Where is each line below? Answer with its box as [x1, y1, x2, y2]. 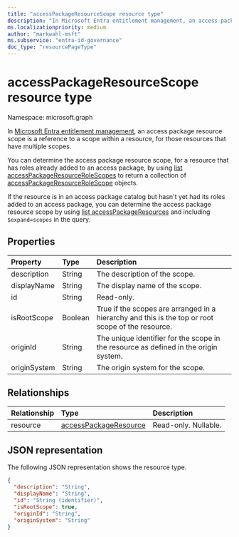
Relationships [7, 387, 70, 399]
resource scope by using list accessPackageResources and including [7, 208, 211, 216]
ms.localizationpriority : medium [7, 24, 107, 31]
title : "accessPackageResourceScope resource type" [7, 10, 164, 18]
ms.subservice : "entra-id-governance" [7, 37, 122, 44]
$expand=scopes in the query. [7, 215, 91, 223]
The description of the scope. [96, 269, 196, 279]
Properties [7, 236, 55, 248]
